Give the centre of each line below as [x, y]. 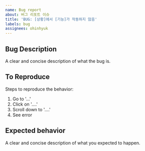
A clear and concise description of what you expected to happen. [73, 143]
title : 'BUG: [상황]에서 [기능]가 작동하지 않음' [51, 19]
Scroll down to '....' [32, 109]
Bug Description [31, 49]
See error [22, 115]
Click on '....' [25, 104]
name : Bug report [23, 10]
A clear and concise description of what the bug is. [58, 61]
